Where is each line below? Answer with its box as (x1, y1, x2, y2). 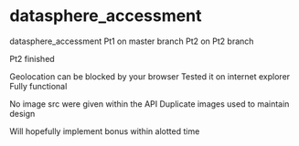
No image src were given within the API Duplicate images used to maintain (9, 98, 290, 109)
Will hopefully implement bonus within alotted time (9, 125, 200, 137)
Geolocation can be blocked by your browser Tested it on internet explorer (9, 70, 291, 82)
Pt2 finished (9, 53, 55, 64)
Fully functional (9, 80, 68, 91)
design (9, 108, 36, 119)
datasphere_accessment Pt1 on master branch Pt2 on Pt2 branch (9, 36, 254, 47)
